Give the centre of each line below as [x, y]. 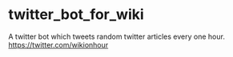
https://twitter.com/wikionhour [58, 44]
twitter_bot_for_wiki [76, 15]
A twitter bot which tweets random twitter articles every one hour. [117, 36]
